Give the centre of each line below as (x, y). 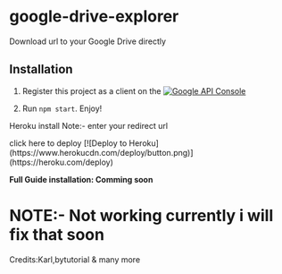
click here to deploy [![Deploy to (68, 143)
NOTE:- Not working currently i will (141, 215)
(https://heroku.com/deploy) (61, 162)
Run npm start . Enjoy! (62, 108)
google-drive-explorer (94, 17)
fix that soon (57, 234)
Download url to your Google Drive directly (88, 41)
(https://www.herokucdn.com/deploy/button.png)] (101, 152)
